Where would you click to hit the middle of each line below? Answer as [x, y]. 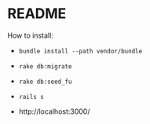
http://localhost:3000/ [54, 111]
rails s [31, 97]
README [37, 14]
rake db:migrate [45, 66]
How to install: [31, 35]
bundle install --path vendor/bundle [80, 51]
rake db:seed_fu [45, 82]
